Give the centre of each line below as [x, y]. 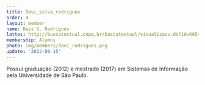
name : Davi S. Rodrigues [38, 29]
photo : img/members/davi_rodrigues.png [57, 46]
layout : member [26, 23]
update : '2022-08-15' [34, 52]
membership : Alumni [31, 40]
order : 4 [17, 18]
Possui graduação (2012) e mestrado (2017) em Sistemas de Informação [97, 69]
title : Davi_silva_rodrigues [43, 12]
